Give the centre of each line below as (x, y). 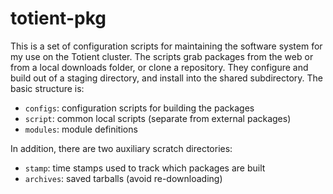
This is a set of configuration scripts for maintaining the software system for (166, 46)
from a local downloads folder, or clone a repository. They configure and (159, 67)
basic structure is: (47, 88)
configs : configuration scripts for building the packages (139, 108)
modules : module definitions (81, 129)
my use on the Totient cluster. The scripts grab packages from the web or (162, 56)
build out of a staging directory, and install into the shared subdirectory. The (167, 78)
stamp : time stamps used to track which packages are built (145, 168)
